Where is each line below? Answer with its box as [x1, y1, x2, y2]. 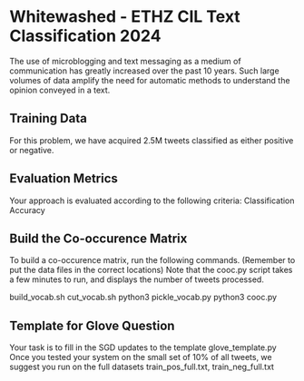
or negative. [9, 144, 54, 155]
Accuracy [9, 204, 45, 215]
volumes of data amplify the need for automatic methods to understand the [9, 74, 290, 85]
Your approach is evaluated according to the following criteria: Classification [9, 195, 295, 206]
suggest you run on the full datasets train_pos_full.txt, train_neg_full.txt [9, 361, 275, 373]
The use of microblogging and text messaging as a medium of [9, 55, 242, 66]
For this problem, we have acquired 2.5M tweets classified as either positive [9, 134, 294, 146]
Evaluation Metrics [9, 171, 118, 187]
